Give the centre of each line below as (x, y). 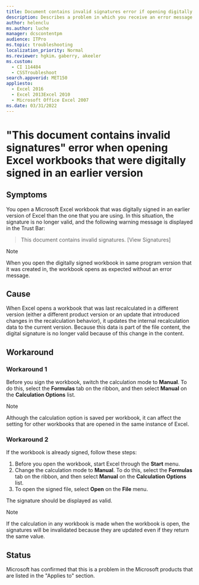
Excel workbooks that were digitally (96, 160)
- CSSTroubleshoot (34, 73)
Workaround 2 (27, 439)
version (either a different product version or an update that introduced (93, 314)
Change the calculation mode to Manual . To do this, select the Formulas (104, 470)
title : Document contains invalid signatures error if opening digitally (99, 12)
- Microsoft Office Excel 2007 (50, 100)
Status (19, 555)
